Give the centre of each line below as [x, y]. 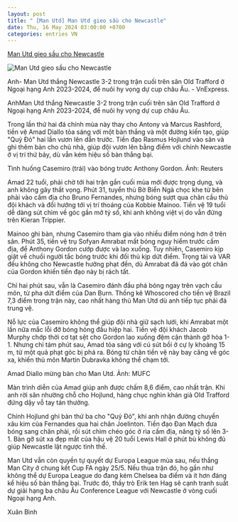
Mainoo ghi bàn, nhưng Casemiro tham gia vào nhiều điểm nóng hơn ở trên [117, 234]
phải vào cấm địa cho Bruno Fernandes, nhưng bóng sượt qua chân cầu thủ [118, 197]
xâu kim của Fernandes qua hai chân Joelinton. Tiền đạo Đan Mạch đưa [112, 424]
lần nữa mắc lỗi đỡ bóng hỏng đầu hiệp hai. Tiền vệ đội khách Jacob [107, 330]
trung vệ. [21, 308]
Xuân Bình [22, 512]
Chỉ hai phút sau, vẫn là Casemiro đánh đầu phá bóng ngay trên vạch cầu [115, 286]
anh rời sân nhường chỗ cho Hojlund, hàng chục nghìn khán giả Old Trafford [118, 395]
